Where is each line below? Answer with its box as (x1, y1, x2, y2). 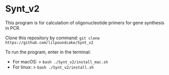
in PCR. (5, 25, 21, 31)
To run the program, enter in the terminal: (5, 49, 91, 55)
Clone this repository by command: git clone (5, 35, 100, 41)
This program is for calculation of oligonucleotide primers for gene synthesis (5, 20, 164, 26)
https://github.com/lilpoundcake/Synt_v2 (5, 40, 94, 45)
